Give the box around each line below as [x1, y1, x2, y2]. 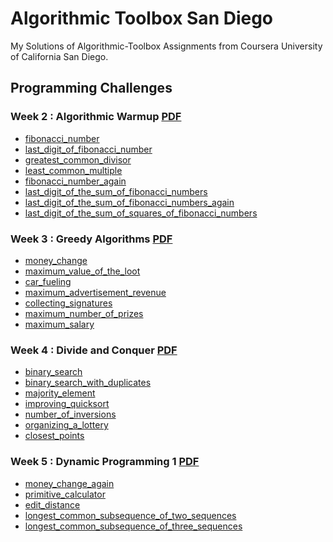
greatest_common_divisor [24, 153, 132, 166]
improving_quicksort [24, 398, 110, 410]
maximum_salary [24, 318, 95, 330]
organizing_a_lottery [24, 419, 109, 431]
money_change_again [24, 477, 115, 489]
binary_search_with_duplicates [24, 377, 152, 389]
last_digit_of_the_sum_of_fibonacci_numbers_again [24, 196, 235, 208]
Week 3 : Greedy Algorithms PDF [10, 232, 173, 246]
